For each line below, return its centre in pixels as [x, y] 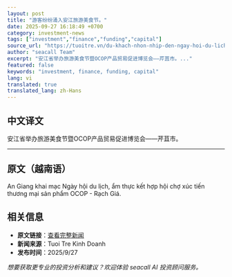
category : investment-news [46, 33]
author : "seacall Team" [41, 53]
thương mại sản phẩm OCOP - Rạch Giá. [64, 193]
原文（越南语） [39, 169]
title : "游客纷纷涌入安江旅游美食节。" [57, 20]
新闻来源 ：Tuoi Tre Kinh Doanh [61, 244]
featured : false [30, 65]
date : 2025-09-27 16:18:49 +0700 [55, 26]
